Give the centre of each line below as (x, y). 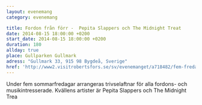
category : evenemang (32, 17)
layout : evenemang (29, 12)
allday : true (23, 50)
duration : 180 (24, 45)
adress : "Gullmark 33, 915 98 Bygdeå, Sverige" (67, 61)
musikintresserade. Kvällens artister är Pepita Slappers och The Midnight (96, 90)
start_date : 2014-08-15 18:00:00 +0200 (56, 39)
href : (13, 67)
